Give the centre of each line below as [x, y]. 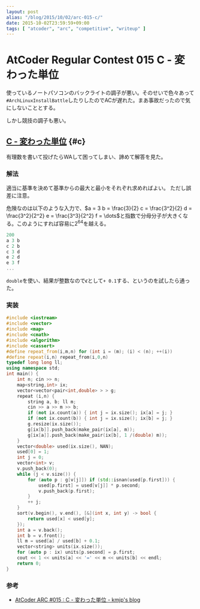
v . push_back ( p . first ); [66, 491]
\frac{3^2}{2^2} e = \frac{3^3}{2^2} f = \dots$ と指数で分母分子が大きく [95, 216]
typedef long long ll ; [34, 363]
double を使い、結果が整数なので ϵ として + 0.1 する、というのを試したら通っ [98, 281]
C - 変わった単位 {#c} [46, 141]
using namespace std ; [33, 368]
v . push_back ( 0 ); [37, 469]
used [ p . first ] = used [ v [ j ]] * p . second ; [89, 485]
